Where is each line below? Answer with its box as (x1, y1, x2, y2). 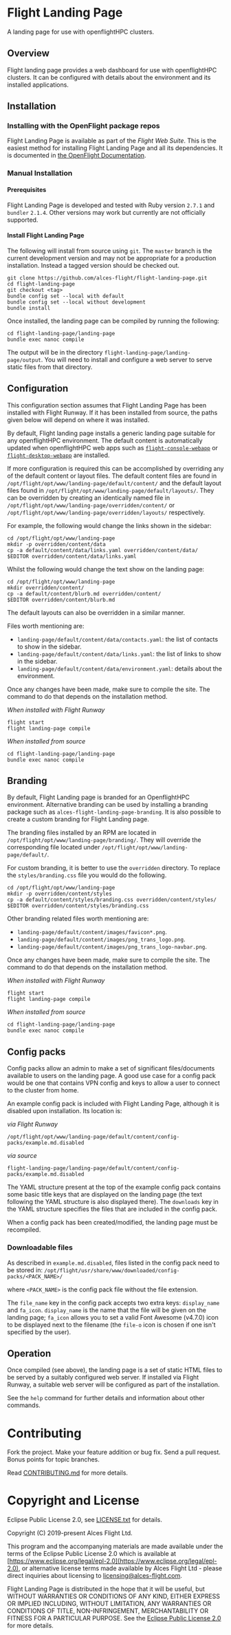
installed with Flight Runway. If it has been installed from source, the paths (7, 408, 218, 416)
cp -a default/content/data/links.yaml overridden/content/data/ (7, 547, 198, 553)
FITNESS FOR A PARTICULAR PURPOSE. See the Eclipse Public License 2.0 (7, 1614, 221, 1623)
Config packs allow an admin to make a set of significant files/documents (7, 1064, 215, 1073)
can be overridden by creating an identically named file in (7, 494, 170, 502)
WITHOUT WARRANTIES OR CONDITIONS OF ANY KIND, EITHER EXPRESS (7, 1592, 221, 1601)
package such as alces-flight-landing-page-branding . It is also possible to (7, 808, 221, 816)
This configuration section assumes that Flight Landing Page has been (7, 401, 207, 409)
